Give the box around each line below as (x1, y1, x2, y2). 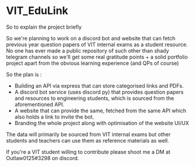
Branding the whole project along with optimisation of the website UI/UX (14, 119, 189, 126)
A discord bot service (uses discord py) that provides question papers (14, 88, 184, 95)
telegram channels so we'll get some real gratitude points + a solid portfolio (6, 53, 189, 60)
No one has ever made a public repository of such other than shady (6, 47, 169, 54)
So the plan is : (6, 71, 42, 78)
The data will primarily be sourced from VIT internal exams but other (6, 130, 171, 138)
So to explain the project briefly (6, 23, 82, 30)
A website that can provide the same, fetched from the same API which (14, 107, 186, 114)
